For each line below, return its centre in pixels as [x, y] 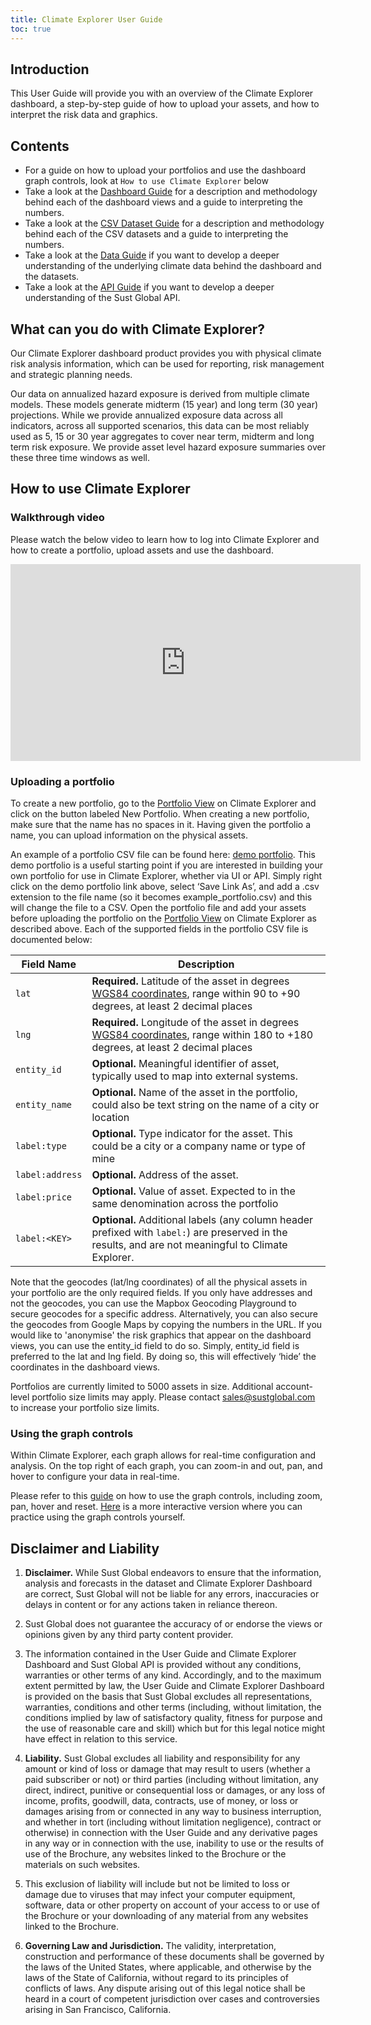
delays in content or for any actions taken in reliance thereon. [151, 1605]
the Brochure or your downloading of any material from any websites [166, 1916]
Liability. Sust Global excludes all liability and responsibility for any [162, 1758]
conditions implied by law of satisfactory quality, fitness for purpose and [173, 1718]
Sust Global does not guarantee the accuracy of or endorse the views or [173, 1624]
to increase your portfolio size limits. [85, 1407]
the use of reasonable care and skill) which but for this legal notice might [175, 1728]
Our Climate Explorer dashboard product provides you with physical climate [166, 353]
